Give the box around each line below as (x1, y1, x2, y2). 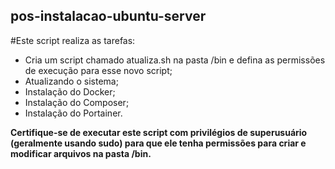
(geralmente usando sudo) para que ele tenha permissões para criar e (10, 137, 307, 149)
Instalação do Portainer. (24, 107, 123, 119)
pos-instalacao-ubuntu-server (10, 8, 207, 25)
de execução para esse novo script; (24, 64, 173, 76)
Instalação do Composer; (24, 96, 130, 108)
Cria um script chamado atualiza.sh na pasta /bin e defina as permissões (24, 54, 326, 66)
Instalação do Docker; (24, 85, 116, 98)
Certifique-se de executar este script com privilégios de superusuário (10, 126, 308, 138)
